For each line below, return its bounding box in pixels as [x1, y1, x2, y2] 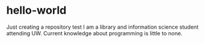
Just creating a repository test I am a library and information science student [6, 23, 199, 30]
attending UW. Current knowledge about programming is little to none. [6, 29, 183, 36]
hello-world [6, 4, 67, 17]
